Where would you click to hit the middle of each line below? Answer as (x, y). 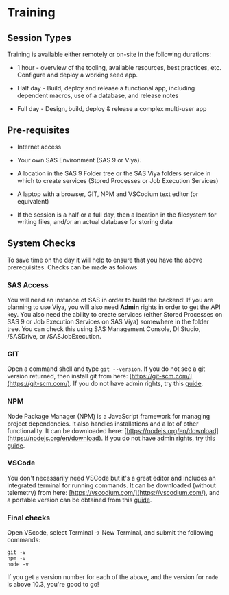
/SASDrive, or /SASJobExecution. (54, 336)
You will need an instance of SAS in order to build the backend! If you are (110, 300)
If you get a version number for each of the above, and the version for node (112, 577)
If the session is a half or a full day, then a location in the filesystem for (117, 215)
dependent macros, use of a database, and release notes (98, 95)
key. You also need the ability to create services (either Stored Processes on (115, 314)
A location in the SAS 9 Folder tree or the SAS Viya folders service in (114, 173)
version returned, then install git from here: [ (70, 376)
